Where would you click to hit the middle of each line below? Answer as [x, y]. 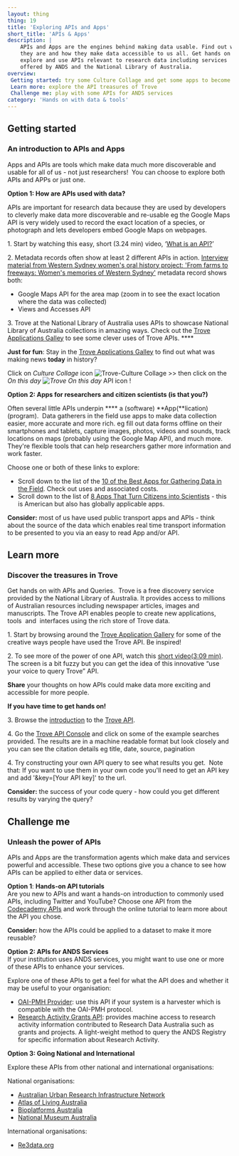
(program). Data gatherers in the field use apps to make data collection [112, 415]
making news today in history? [52, 359]
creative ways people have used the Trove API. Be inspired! [94, 642]
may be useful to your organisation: [59, 988]
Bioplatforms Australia [50, 1110]
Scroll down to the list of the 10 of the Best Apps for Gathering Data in [119, 481]
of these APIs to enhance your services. [66, 967]
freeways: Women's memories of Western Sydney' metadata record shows [117, 272]
